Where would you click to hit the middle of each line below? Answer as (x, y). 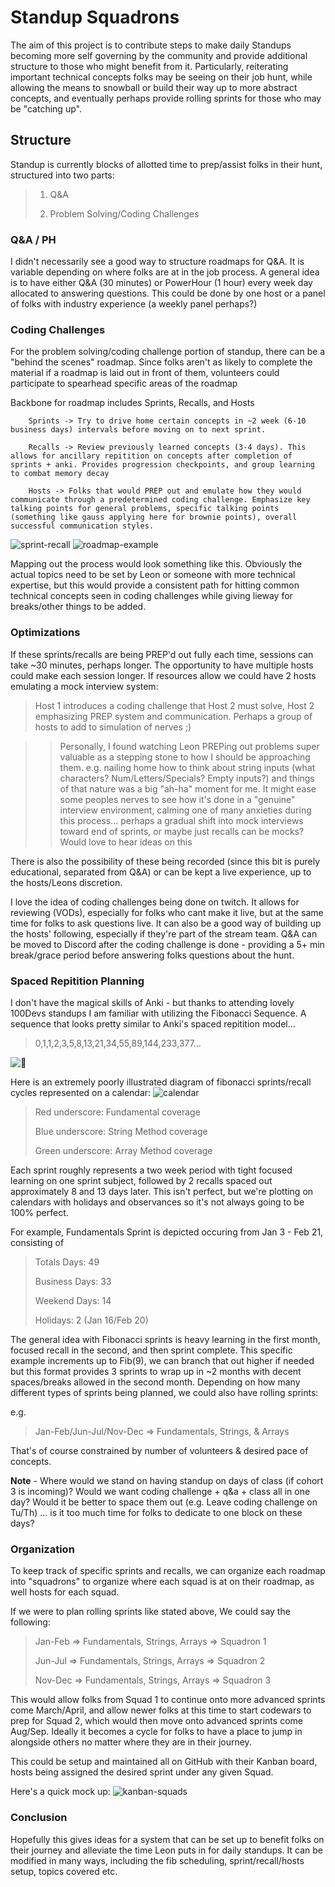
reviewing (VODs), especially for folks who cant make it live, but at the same (167, 912)
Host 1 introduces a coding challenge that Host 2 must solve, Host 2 (174, 705)
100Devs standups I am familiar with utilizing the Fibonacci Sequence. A (158, 1013)
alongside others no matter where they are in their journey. (131, 1742)
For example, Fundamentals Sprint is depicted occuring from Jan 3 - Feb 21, (167, 1232)
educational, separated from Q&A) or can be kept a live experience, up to (161, 872)
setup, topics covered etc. (64, 1871)
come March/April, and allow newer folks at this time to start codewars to (161, 1710)
